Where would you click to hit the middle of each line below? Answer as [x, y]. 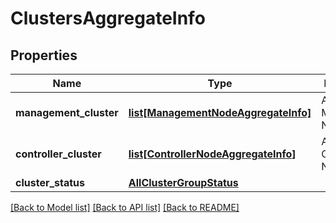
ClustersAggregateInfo [108, 18]
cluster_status [50, 182]
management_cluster [67, 112]
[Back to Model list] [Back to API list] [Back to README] [125, 207]
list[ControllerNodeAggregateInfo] [212, 154]
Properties [44, 55]
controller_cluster [58, 154]
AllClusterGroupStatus [183, 182]
